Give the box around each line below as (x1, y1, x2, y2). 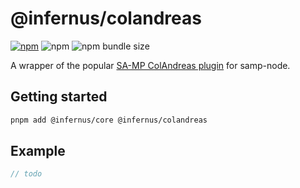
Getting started (10, 88, 108, 106)
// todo (10, 169, 43, 179)
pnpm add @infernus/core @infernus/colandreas (10, 115, 208, 125)
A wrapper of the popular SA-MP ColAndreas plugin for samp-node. (10, 59, 291, 71)
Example (10, 143, 66, 160)
